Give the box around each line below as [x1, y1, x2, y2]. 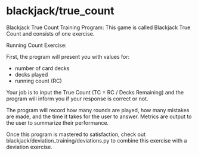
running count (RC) [14, 77, 62, 84]
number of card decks [14, 64, 70, 72]
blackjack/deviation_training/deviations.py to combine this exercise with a [6, 137, 187, 144]
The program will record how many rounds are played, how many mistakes [6, 106, 190, 113]
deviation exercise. [6, 143, 52, 150]
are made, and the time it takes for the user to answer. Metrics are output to [6, 113, 192, 120]
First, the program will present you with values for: [6, 53, 130, 60]
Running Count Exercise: [6, 42, 67, 49]
